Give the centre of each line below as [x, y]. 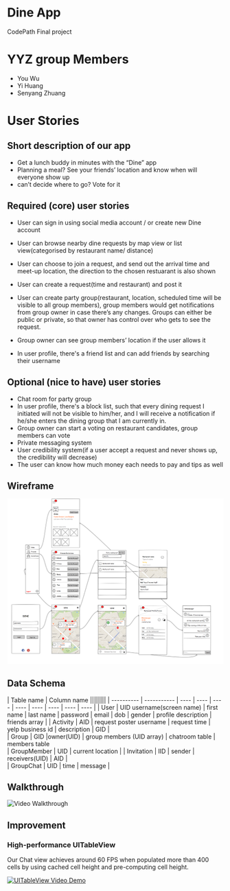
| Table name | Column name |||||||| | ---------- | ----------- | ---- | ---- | [109, 700]
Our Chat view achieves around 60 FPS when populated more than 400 [108, 860]
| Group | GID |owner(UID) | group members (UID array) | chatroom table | [111, 737]
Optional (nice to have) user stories [84, 382]
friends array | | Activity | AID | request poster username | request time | [109, 721]
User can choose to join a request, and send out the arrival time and [113, 264]
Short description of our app [69, 146]
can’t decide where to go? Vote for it [69, 184]
